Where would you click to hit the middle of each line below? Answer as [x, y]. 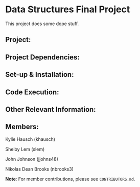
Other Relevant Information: [51, 109]
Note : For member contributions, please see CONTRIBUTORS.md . [70, 179]
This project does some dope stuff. [42, 24]
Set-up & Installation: [40, 75]
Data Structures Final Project [68, 9]
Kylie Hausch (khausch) [30, 139]
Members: [22, 127]
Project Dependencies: [43, 57]
